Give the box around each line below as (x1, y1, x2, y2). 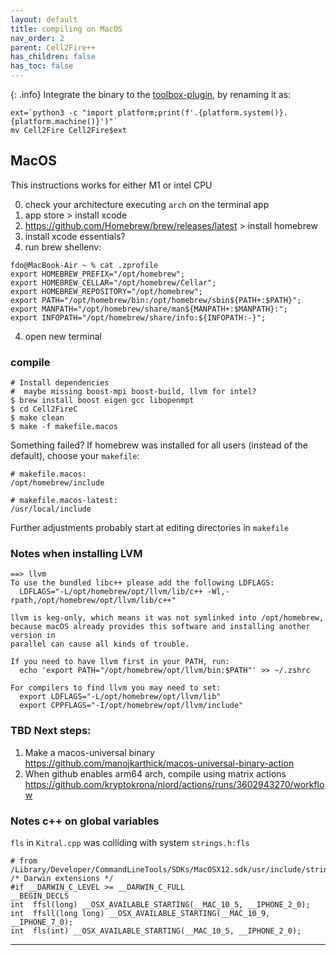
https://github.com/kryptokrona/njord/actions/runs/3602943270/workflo (24, 778, 325, 790)
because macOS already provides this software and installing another (10, 622, 311, 632)
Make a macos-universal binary (24, 746, 155, 758)
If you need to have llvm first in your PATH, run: (10, 657, 230, 667)
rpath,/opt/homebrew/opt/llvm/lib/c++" (10, 596, 177, 606)
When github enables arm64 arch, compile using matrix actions (24, 767, 287, 780)
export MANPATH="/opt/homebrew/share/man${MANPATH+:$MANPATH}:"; (10, 304, 288, 314)
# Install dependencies (10, 378, 110, 388)
